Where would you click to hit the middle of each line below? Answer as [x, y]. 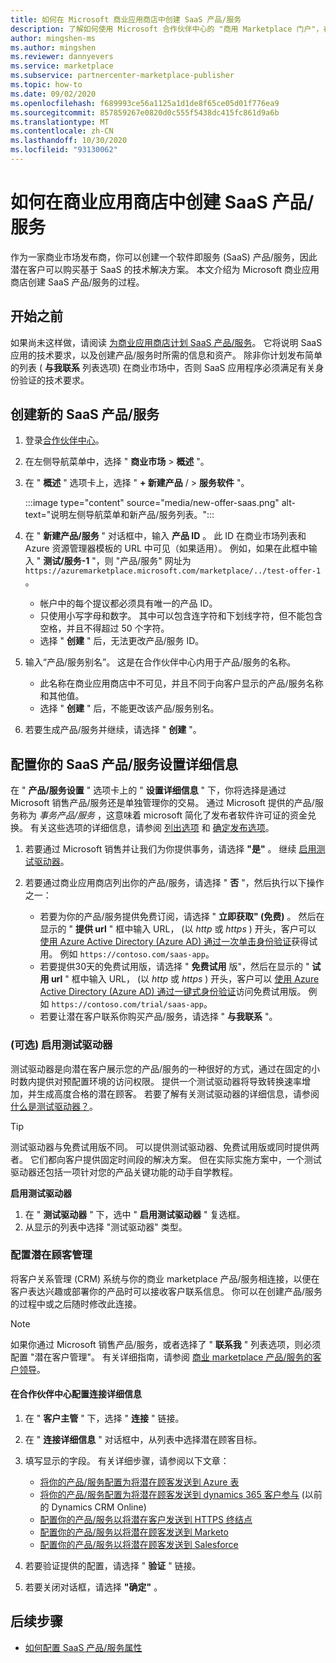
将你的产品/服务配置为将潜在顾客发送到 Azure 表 [139, 1482]
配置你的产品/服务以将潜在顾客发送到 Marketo [134, 1532]
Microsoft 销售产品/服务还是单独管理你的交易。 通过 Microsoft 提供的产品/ [162, 803]
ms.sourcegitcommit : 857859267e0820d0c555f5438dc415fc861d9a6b [145, 112]
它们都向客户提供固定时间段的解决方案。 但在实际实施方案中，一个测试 [175, 1159]
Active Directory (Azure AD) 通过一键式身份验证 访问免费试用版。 [173, 992]
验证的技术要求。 [54, 380]
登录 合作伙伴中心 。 [64, 440]
